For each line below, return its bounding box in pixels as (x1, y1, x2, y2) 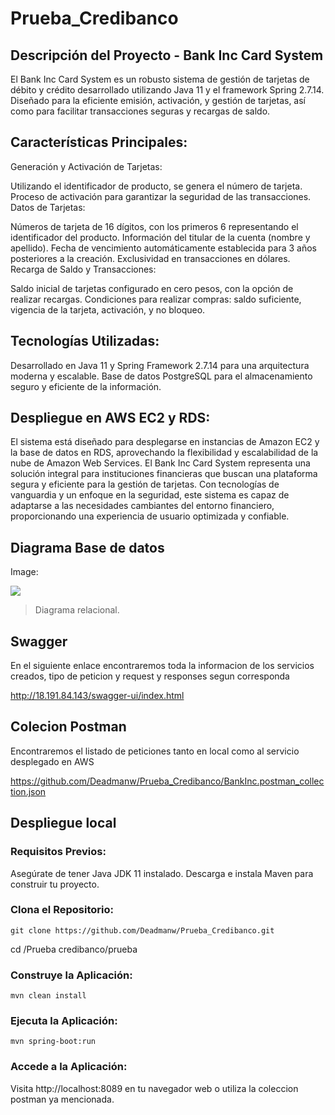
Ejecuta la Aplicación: (10, 1014, 118, 1028)
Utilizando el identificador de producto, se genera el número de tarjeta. (10, 180, 303, 192)
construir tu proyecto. (10, 878, 100, 890)
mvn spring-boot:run (10, 1037, 97, 1047)
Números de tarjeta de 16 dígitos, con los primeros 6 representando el (10, 220, 299, 232)
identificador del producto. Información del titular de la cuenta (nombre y (10, 231, 311, 243)
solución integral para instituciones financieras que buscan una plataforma (10, 468, 318, 480)
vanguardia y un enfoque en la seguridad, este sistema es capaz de (10, 489, 290, 501)
